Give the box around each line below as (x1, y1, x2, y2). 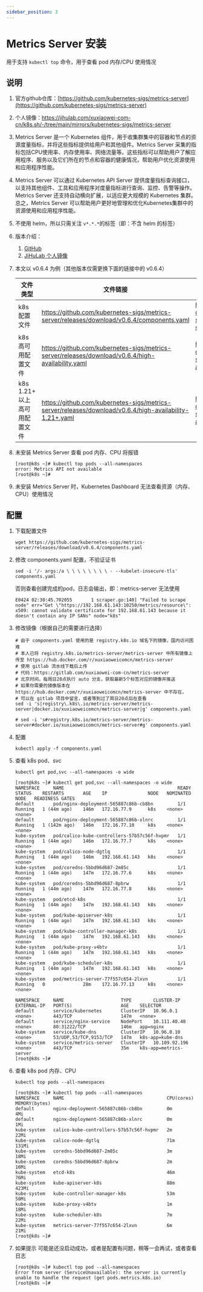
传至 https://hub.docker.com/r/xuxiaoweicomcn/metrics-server (14, 657, 173, 663)
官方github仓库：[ (14, 95, 60, 102)
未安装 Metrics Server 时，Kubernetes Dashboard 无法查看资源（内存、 (14, 483, 193, 490)
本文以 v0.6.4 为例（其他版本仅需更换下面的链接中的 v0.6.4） (14, 265, 168, 272)
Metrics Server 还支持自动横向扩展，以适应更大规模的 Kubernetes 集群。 (14, 192, 196, 199)
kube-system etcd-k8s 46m (14, 1169, 175, 1176)
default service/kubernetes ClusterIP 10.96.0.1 (14, 1008, 178, 1014)
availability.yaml (41, 359, 88, 368)
